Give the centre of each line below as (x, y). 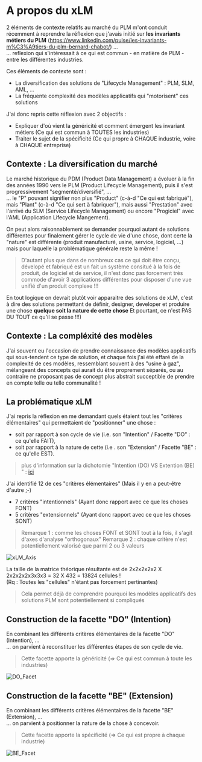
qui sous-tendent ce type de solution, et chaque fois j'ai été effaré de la (95, 357)
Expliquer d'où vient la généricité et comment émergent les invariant (100, 125)
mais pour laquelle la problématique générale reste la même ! (82, 248)
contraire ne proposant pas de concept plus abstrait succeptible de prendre (100, 376)
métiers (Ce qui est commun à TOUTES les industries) (82, 132)
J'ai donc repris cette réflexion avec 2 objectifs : (66, 114)
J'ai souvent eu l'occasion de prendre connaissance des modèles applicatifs (101, 350)
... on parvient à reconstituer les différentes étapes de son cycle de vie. (95, 647)
